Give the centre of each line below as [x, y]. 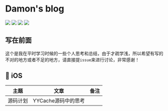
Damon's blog [35, 9]
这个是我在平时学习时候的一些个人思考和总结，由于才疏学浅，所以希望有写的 [84, 53]
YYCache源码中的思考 [59, 100]
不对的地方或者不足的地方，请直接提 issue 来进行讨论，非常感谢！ [72, 60]
